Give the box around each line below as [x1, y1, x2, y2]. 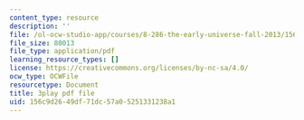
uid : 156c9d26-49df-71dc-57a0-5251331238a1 [9, 97, 176, 106]
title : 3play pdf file [9, 88, 95, 97]
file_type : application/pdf [9, 47, 116, 56]
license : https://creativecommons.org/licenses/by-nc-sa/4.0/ [9, 64, 249, 73]
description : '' [9, 22, 71, 31]
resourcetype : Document [9, 80, 100, 89]
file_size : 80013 [9, 38, 75, 48]
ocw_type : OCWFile [9, 72, 79, 81]
